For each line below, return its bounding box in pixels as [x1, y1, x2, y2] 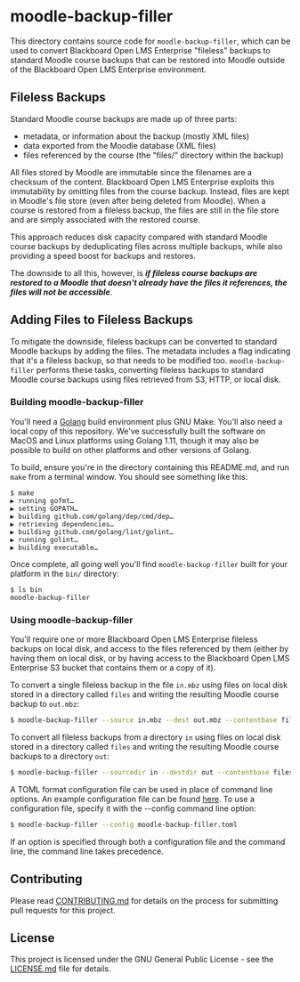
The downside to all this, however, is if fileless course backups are [10, 267, 258, 278]
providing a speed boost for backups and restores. [10, 250, 197, 261]
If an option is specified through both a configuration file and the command [10, 836, 286, 847]
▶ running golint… [10, 535, 78, 544]
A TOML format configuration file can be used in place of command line [10, 783, 273, 794]
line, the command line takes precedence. [10, 846, 164, 856]
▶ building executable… [10, 543, 99, 552]
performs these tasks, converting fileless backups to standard [36, 364, 264, 375]
